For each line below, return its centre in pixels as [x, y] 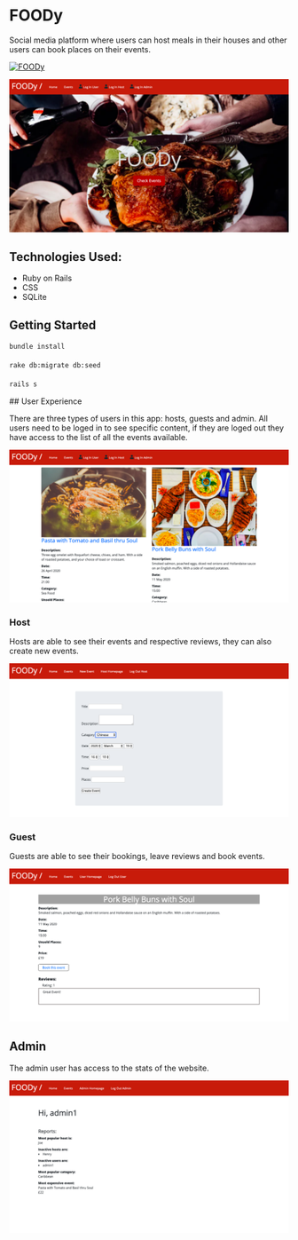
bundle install [37, 347]
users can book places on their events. [80, 49]
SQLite [34, 297]
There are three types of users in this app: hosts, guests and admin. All [139, 418]
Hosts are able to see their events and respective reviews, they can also [141, 642]
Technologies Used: [66, 257]
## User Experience [46, 401]
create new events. [44, 651]
